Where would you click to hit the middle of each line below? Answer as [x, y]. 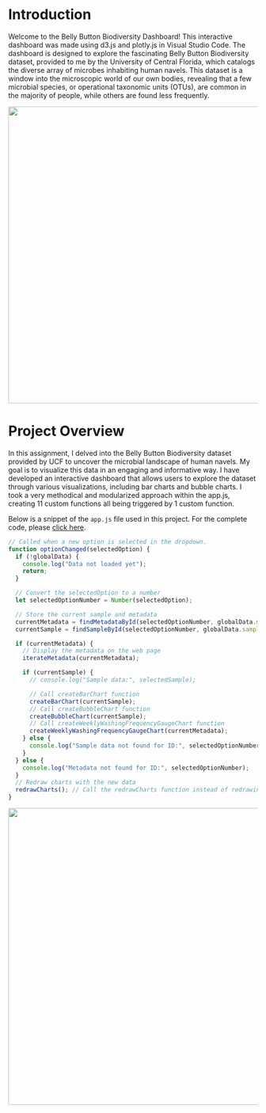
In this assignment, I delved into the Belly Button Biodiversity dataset [120, 453]
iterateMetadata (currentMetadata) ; [81, 659]
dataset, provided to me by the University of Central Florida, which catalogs [132, 62]
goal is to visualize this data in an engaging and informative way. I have [124, 469]
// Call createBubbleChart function [89, 709]
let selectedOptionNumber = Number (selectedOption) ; [104, 600]
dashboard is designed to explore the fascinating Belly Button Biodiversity [129, 53]
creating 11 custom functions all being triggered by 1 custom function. [122, 503]
